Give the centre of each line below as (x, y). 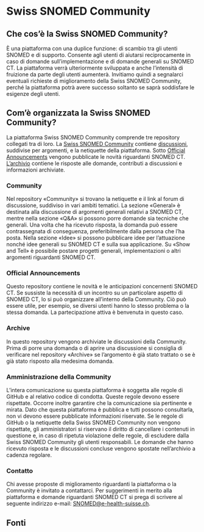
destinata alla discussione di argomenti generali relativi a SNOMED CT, (95, 212)
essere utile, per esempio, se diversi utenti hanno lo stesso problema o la (98, 306)
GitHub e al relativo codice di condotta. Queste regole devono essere (93, 396)
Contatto (20, 470)
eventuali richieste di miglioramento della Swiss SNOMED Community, (94, 81)
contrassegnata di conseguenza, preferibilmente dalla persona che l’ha (95, 231)
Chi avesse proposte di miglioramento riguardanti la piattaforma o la (91, 484)
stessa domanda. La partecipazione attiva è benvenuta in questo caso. (95, 312)
